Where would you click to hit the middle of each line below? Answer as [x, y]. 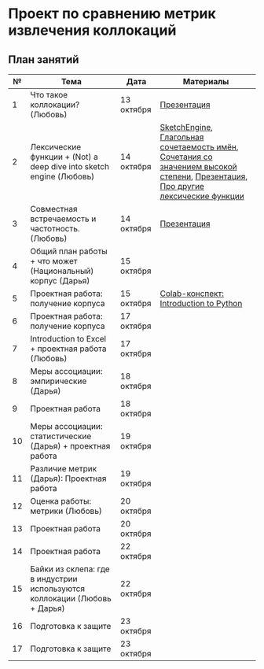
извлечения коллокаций [92, 30]
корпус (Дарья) [60, 281]
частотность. [55, 229]
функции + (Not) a [64, 157]
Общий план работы [69, 251]
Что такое [49, 95]
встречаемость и [63, 219]
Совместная [54, 209]
